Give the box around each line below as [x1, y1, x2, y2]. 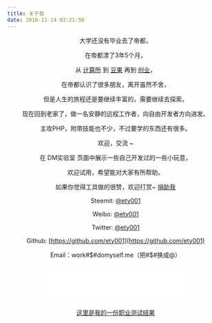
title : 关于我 [7, 10, 45, 17]
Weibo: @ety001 [92, 209, 139, 218]
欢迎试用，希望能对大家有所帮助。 [67, 168, 164, 176]
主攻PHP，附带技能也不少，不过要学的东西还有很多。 [40, 124, 191, 132]
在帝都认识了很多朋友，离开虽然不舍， [61, 80, 170, 88]
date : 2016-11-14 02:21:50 [7, 17, 85, 23]
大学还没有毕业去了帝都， [79, 36, 152, 45]
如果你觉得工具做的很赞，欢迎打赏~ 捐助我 [55, 183, 176, 191]
